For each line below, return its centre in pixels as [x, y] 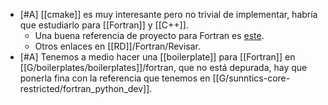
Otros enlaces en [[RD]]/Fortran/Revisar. [118, 46]
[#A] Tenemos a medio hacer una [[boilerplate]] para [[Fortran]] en [157, 57]
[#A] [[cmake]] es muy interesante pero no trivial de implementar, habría [168, 14]
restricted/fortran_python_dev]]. [86, 88]
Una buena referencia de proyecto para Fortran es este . [149, 35]
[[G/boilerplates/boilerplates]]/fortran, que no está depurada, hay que [163, 67]
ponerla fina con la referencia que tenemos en [115, 78]
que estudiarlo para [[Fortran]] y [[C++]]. [104, 25]
